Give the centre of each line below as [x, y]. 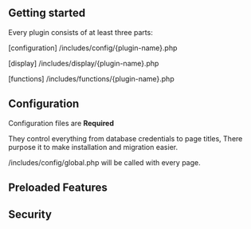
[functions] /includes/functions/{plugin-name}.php [91, 78]
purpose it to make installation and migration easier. [93, 147]
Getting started [47, 13]
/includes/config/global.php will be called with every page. [104, 162]
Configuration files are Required [61, 123]
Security [30, 215]
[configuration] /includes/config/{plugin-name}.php [93, 48]
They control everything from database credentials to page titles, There [125, 138]
